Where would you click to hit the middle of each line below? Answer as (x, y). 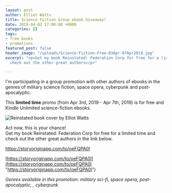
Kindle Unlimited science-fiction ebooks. (48, 108)
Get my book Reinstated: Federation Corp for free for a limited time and (80, 133)
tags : (11, 34)
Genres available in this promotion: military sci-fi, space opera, (72, 180)
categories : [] (21, 29)
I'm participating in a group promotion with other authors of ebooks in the (83, 82)
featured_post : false (28, 48)
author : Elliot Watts (28, 15)
